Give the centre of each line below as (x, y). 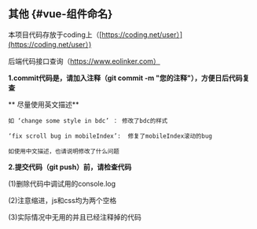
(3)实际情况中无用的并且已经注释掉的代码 (75, 217)
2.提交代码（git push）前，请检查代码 (70, 167)
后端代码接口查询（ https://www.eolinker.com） (84, 61)
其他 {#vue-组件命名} (61, 14)
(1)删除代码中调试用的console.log (62, 183)
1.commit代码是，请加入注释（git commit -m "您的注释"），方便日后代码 (125, 78)
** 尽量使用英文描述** (44, 104)
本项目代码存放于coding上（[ (55, 35)
